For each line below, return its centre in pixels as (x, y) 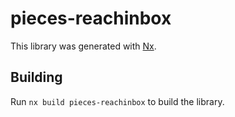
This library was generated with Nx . (83, 46)
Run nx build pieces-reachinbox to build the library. (117, 101)
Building (36, 77)
